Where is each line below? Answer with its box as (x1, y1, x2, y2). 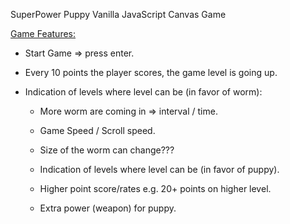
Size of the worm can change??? (39, 144, 175, 156)
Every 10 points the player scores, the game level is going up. (24, 67, 278, 78)
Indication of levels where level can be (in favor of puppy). (39, 164, 280, 175)
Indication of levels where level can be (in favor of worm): (24, 86, 263, 98)
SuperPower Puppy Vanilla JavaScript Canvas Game (10, 9, 227, 20)
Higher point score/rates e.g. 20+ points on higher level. (39, 183, 272, 194)
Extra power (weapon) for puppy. (39, 202, 177, 214)
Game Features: (10, 28, 77, 39)
